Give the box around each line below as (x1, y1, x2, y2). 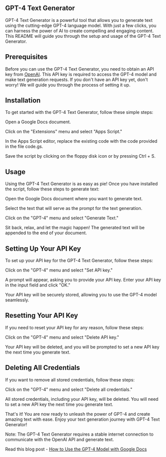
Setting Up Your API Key (5, 244, 81, 253)
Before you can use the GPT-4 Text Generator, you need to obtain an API (5, 66, 154, 72)
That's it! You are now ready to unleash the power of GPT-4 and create (5, 411, 151, 417)
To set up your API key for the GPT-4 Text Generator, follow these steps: (5, 258, 153, 264)
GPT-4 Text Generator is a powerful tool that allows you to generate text (5, 17, 153, 23)
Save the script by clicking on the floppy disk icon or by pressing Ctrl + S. (5, 153, 156, 159)
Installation (5, 96, 41, 105)
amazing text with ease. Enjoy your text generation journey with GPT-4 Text (5, 416, 160, 422)
